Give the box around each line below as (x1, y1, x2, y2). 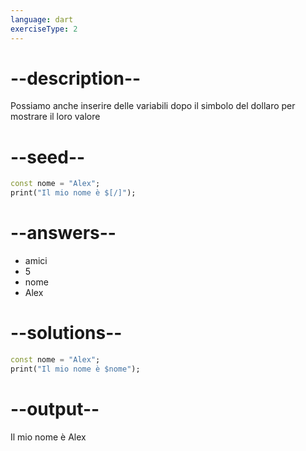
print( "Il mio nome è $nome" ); (10, 364, 141, 374)
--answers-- (10, 222, 117, 245)
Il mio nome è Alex (10, 431, 87, 443)
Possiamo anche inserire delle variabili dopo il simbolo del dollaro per (10, 100, 296, 112)
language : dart (10, 14, 74, 25)
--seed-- (10, 146, 86, 168)
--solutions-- (10, 322, 123, 345)
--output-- (10, 397, 100, 420)
